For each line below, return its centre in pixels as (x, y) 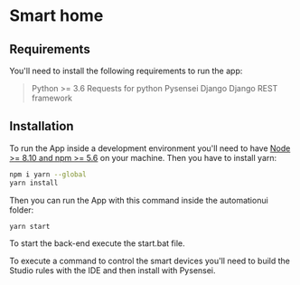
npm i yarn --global (48, 174)
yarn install (34, 183)
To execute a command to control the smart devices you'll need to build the (150, 261)
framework (52, 98)
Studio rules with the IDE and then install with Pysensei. (112, 271)
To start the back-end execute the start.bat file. (97, 243)
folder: (22, 210)
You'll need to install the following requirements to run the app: (126, 71)
